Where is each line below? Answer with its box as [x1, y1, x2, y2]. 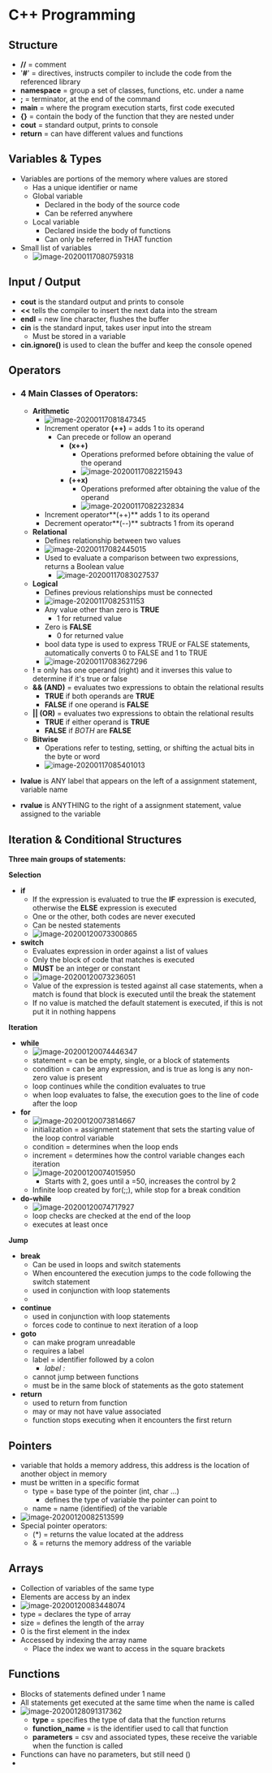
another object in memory [19, 1469, 107, 1479]
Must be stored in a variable [32, 331, 126, 341]
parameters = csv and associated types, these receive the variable [32, 1732, 257, 1741]
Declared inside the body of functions [44, 225, 171, 235]
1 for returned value [56, 614, 123, 624]
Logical [32, 579, 58, 589]
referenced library [19, 77, 81, 86]
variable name [19, 784, 68, 794]
